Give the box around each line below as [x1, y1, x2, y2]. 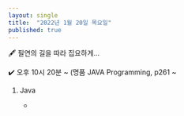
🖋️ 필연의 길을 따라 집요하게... [8, 49, 100, 58]
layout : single [8, 11, 58, 20]
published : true [8, 26, 62, 34]
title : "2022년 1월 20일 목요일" [8, 19, 112, 27]
